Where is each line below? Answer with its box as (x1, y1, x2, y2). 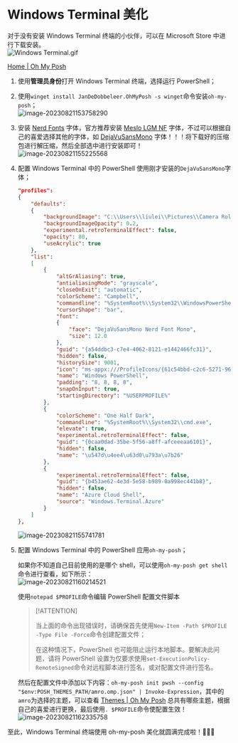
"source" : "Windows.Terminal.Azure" (55, 498, 165, 505)
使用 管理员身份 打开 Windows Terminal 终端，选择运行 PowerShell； (17, 76, 217, 85)
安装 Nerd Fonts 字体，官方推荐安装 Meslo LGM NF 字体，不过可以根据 (17, 123, 225, 132)
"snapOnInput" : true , (55, 386, 120, 393)
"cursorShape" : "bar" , (55, 306, 124, 313)
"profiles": (17, 186, 53, 194)
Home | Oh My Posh (7, 62, 67, 70)
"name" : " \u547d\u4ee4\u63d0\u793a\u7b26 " (55, 451, 184, 459)
